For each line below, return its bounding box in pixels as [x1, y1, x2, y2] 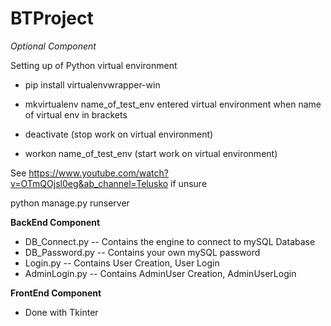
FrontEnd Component [10, 287, 102, 299]
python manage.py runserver [10, 197, 130, 209]
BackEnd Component [10, 216, 101, 228]
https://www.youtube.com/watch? [28, 167, 169, 179]
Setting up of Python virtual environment [10, 59, 178, 71]
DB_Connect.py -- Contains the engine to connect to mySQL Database [24, 235, 316, 247]
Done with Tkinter [24, 306, 99, 318]
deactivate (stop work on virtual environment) [24, 128, 214, 140]
